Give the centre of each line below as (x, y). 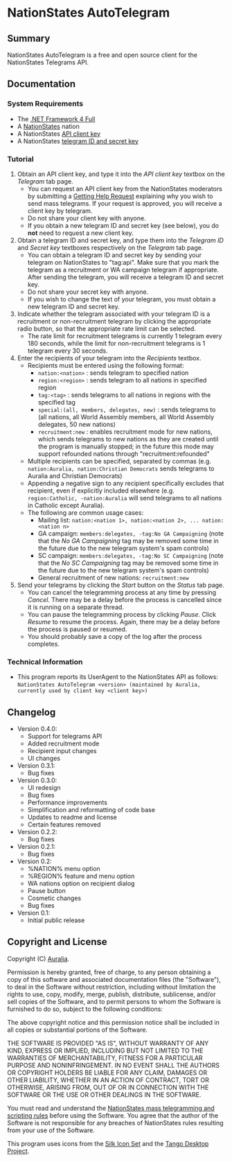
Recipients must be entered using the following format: (106, 365)
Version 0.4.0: (37, 729)
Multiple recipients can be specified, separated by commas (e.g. (119, 461)
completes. (44, 644)
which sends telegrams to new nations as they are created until (128, 439)
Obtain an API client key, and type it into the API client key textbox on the (121, 174)
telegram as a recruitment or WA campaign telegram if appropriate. (123, 270)
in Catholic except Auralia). (66, 505)
